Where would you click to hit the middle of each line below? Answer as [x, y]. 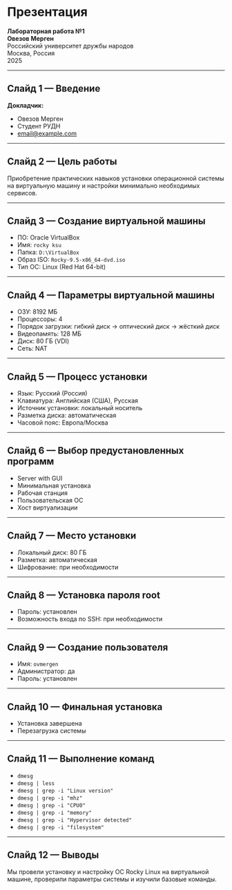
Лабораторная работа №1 [46, 31]
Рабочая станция [42, 493]
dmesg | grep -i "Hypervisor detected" [75, 820]
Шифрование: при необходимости [68, 567]
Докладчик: [26, 105]
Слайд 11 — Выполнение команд [81, 759]
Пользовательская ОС [50, 500]
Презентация [47, 12]
